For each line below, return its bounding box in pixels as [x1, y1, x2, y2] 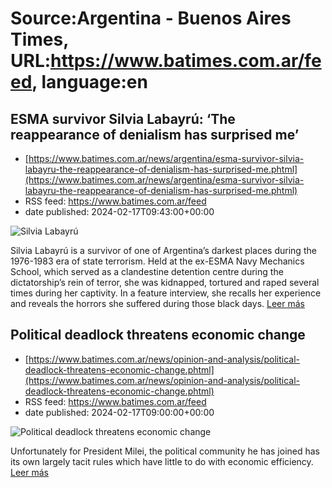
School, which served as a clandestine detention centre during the [10, 266, 284, 277]
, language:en [31, 71, 148, 94]
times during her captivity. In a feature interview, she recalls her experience [10, 287, 322, 299]
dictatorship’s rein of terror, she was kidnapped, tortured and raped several [10, 277, 320, 288]
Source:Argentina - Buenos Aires [10, 7, 292, 30]
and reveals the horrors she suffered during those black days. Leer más [10, 298, 305, 309]
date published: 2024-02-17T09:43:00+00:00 [24, 206, 215, 217]
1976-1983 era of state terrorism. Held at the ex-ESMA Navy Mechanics [10, 255, 305, 267]
